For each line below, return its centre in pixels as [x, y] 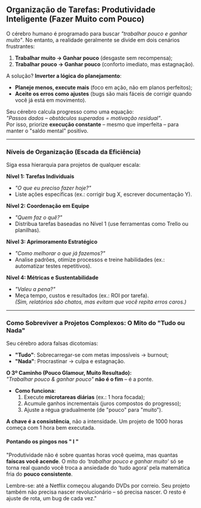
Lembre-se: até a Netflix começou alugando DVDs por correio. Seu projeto [98, 485]
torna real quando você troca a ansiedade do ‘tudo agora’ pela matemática [98, 467]
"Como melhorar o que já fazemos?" [60, 253]
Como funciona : [35, 391]
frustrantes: [21, 46]
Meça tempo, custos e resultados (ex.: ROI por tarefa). [82, 296]
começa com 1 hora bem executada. [51, 428]
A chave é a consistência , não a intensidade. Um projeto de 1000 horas [95, 421]
